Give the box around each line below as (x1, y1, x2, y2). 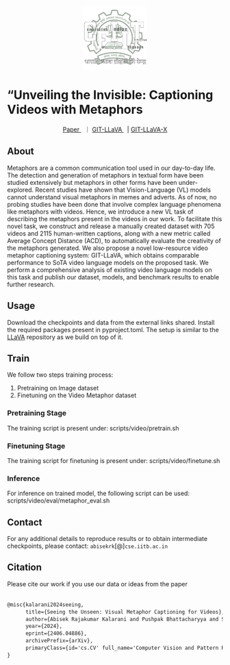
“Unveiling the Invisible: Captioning (7, 88, 214, 103)
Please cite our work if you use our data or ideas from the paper (7, 579, 188, 588)
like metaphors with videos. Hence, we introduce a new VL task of (7, 208, 194, 216)
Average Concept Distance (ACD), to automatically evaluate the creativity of (7, 236, 221, 244)
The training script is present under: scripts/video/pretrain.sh (7, 424, 179, 432)
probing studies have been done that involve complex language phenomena (7, 200, 221, 208)
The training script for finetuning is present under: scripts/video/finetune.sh (7, 456, 220, 464)
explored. (7, 186, 34, 194)
